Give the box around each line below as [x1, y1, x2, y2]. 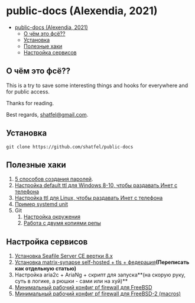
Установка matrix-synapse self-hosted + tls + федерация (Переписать [14, 259, 190, 266]
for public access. [6, 88, 50, 95]
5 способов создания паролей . [14, 176, 93, 183]
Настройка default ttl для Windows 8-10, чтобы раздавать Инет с [14, 182, 178, 189]
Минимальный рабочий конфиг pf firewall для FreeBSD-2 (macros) [14, 290, 181, 297]
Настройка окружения [23, 213, 81, 220]
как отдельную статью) [14, 265, 77, 272]
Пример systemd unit [14, 201, 69, 208]
